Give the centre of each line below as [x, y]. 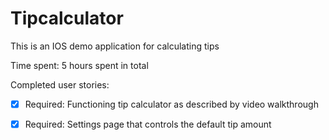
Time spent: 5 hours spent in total [79, 65]
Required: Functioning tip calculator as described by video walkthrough [171, 104]
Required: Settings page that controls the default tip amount [148, 124]
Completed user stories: [60, 84]
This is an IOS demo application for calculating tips [115, 46]
